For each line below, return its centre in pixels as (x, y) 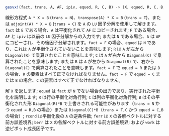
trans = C (64, 24)
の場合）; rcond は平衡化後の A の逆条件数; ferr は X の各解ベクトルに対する (83, 116)
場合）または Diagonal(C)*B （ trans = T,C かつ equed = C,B (102, 109)
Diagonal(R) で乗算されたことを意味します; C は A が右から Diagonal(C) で (81, 55)
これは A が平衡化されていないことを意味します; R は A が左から (79, 49)
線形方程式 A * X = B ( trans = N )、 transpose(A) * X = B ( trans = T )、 (79, 17)
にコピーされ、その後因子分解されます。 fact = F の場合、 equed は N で (78, 42)
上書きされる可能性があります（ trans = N (111, 103)
